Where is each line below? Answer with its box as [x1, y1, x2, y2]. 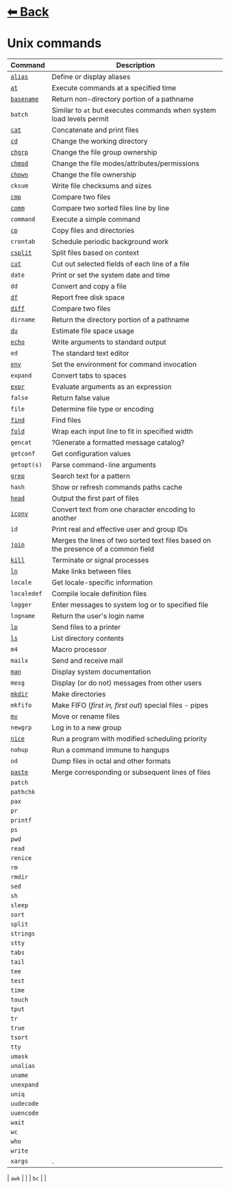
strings [10, 930, 36, 938]
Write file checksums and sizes [51, 181, 152, 191]
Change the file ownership [51, 170, 137, 179]
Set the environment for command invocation [51, 360, 197, 370]
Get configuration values [51, 449, 131, 459]
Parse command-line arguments [51, 460, 157, 470]
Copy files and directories [51, 226, 135, 236]
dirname [10, 316, 36, 324]
